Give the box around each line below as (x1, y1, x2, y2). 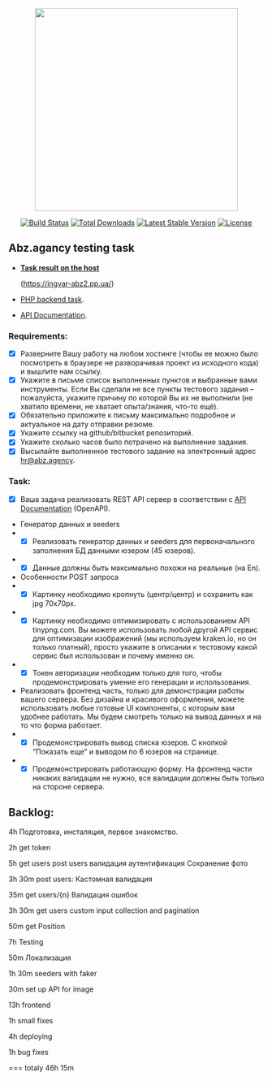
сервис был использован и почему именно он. (32, 651, 196, 661)
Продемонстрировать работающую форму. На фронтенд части (32, 764, 253, 774)
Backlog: (8, 805, 54, 819)
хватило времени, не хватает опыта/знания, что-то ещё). (19, 402, 219, 412)
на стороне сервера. (32, 782, 106, 792)
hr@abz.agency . (19, 456, 76, 465)
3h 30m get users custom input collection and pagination (8, 906, 200, 915)
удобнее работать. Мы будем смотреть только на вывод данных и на (19, 711, 262, 722)
